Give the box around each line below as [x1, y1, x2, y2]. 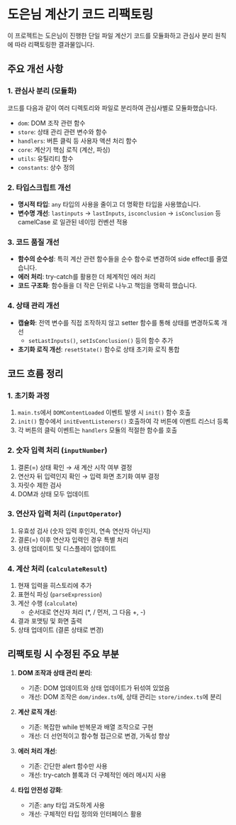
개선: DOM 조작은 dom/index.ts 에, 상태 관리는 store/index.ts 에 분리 [28, 692, 222, 701]
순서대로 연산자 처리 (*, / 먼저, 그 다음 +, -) [28, 608, 146, 616]
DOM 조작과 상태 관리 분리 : [17, 668, 92, 677]
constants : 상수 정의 [17, 163, 75, 171]
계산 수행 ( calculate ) [17, 599, 78, 608]
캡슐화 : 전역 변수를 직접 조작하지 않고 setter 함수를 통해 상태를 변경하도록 [17, 318, 220, 327]
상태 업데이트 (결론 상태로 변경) [17, 625, 104, 634]
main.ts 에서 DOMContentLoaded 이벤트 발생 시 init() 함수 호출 [17, 408, 191, 417]
